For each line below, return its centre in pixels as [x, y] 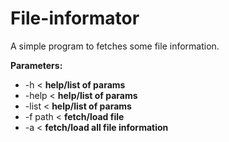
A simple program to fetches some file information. [115, 46]
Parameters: [36, 65]
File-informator [75, 18]
